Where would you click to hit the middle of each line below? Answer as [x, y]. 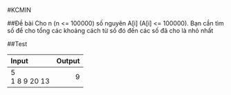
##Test [17, 44]
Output [68, 61]
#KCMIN [19, 10]
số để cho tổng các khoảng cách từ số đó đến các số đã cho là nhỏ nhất [110, 31]
